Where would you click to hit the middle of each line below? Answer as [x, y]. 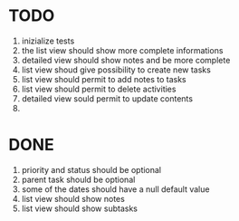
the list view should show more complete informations [122, 50]
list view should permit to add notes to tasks [104, 79]
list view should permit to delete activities [99, 89]
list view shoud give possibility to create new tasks [116, 70]
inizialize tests [48, 41]
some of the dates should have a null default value [115, 189]
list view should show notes [73, 198]
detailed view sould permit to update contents [107, 98]
